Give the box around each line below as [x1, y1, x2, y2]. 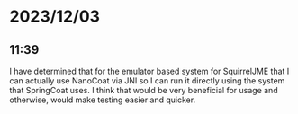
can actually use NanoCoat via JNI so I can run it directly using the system [9, 75, 285, 86]
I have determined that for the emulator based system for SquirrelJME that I [9, 66, 290, 76]
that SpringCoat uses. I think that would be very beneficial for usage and [9, 85, 278, 95]
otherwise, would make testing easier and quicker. [9, 94, 196, 105]
